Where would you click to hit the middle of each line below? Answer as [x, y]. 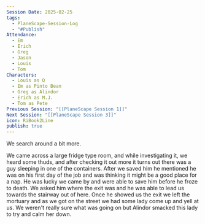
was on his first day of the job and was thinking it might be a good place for [102, 175]
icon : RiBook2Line [30, 120]
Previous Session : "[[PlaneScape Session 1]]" [67, 109]
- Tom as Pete [30, 103]
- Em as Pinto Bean [37, 87]
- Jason [22, 58]
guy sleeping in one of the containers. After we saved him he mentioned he [101, 169]
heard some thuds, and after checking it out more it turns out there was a [99, 162]
